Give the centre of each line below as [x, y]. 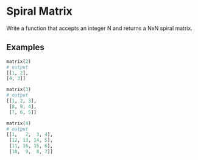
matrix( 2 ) [19, 61]
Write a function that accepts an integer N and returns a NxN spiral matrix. [100, 28]
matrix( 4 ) [19, 123]
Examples [25, 47]
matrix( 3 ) [19, 90]
